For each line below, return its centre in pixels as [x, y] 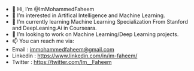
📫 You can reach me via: [43, 41]
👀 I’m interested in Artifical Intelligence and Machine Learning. [89, 15]
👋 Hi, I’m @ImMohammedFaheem [53, 9]
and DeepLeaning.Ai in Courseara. [54, 28]
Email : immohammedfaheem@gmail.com [63, 49]
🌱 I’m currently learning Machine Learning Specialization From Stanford [100, 22]
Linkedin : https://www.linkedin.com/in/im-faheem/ [75, 56]
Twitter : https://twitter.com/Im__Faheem [62, 62]
